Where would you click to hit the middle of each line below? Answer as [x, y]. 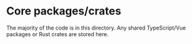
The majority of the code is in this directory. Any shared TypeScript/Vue [96, 28]
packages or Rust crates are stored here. [57, 34]
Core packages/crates [64, 11]
